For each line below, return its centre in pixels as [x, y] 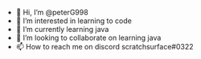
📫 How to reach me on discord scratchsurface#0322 [105, 47]
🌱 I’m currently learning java [62, 29]
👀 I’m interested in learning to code [74, 21]
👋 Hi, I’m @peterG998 [52, 12]
